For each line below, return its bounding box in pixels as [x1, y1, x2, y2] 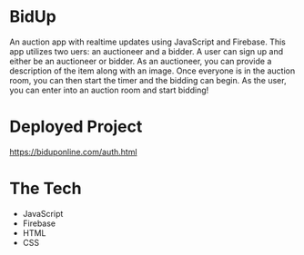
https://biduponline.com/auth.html [9, 146, 138, 157]
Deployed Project [9, 116, 143, 137]
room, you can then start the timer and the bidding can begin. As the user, [9, 74, 287, 85]
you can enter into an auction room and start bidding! [9, 84, 209, 95]
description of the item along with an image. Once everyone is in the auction [9, 65, 296, 76]
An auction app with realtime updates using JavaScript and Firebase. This [9, 36, 287, 47]
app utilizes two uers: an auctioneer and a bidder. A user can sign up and [9, 45, 284, 56]
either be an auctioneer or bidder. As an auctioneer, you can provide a [9, 55, 272, 66]
